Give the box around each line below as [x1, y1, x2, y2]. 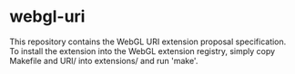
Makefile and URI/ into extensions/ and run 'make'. [9, 55, 198, 66]
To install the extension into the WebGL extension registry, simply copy [9, 45, 276, 56]
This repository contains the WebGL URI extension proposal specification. [9, 36, 287, 47]
